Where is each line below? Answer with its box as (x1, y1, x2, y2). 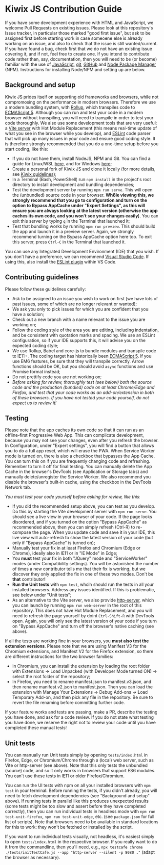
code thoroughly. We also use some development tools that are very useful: (5, 120, 157, 126)
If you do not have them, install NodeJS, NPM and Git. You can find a (12, 156, 151, 161)
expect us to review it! (12, 400, 57, 406)
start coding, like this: (5, 146, 49, 152)
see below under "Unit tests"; (12, 592, 72, 598)
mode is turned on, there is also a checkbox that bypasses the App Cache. (5, 453, 155, 459)
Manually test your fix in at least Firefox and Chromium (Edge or (12, 545, 141, 551)
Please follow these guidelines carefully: (5, 286, 86, 292)
